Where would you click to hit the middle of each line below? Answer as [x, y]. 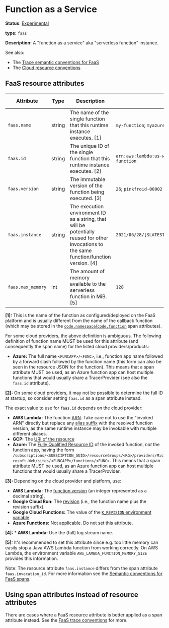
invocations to [86, 244]
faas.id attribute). [31, 383]
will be [77, 225]
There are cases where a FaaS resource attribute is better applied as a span [84, 615]
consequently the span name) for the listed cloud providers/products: [77, 346]
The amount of [87, 271]
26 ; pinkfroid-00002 [139, 189]
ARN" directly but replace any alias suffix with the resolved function [82, 423]
